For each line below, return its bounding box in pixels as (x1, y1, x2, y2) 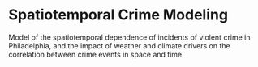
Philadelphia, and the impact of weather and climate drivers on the (8, 40, 230, 50)
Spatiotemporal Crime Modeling (8, 6, 229, 24)
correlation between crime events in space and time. (8, 49, 184, 59)
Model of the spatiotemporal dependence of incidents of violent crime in (8, 32, 251, 42)
